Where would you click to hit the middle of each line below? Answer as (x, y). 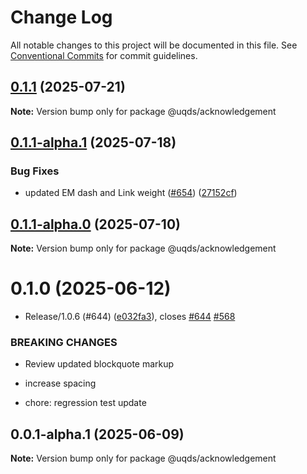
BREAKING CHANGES (64, 343)
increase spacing (60, 383)
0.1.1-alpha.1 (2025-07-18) (93, 142)
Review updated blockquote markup (99, 364)
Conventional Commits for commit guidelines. (104, 55)
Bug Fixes (35, 171)
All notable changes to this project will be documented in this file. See (154, 45)
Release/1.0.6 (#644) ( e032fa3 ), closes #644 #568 (130, 317)
